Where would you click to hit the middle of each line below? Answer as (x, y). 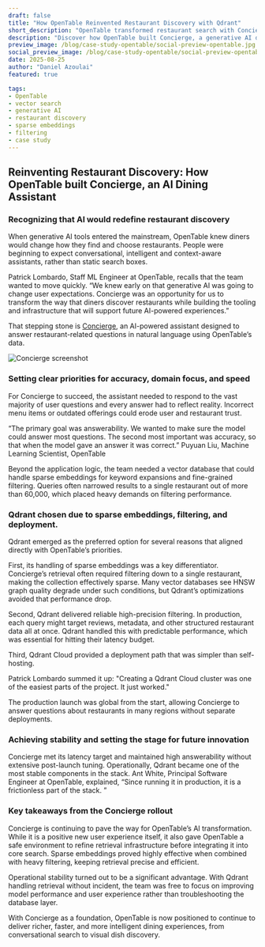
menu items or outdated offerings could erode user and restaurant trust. (125, 413)
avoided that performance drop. (60, 599)
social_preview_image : (45, 52)
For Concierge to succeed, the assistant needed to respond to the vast (123, 396)
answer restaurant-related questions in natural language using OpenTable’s (130, 335)
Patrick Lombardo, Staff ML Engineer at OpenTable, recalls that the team (126, 277)
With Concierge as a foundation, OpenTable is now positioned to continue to (132, 918)
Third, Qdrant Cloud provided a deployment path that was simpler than (123, 654)
